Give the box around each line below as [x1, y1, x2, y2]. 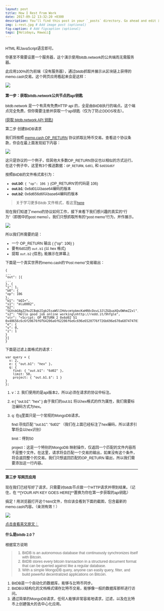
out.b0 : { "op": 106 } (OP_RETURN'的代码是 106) [11, 181, 98, 186]
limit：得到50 [11, 436, 34, 441]
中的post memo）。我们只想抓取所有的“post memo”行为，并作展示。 [21, 215, 136, 220]
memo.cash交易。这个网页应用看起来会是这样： [5, 74, 87, 79]
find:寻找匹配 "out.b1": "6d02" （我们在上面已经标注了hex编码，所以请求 [11, 422, 134, 427]
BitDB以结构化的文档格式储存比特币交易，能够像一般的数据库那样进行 [11, 586, 132, 591]
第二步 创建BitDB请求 [5, 126, 42, 131]
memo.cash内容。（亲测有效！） [5, 504, 60, 509]
